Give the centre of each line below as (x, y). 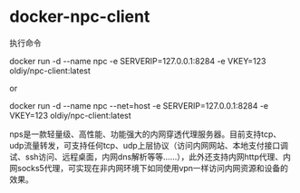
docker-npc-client (80, 17)
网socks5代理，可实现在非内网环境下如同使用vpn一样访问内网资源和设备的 (149, 168)
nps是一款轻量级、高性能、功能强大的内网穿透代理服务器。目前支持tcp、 (145, 134)
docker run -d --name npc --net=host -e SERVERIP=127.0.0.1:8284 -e (139, 105)
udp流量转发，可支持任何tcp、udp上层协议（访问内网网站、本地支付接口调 (149, 145)
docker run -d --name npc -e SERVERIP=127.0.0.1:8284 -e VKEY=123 (138, 61)
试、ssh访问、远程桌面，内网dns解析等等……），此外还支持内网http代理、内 (150, 157)
